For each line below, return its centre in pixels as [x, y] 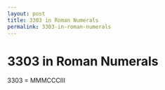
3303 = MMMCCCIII [36, 80]
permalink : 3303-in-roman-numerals [59, 27]
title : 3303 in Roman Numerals [53, 20]
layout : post [26, 14]
